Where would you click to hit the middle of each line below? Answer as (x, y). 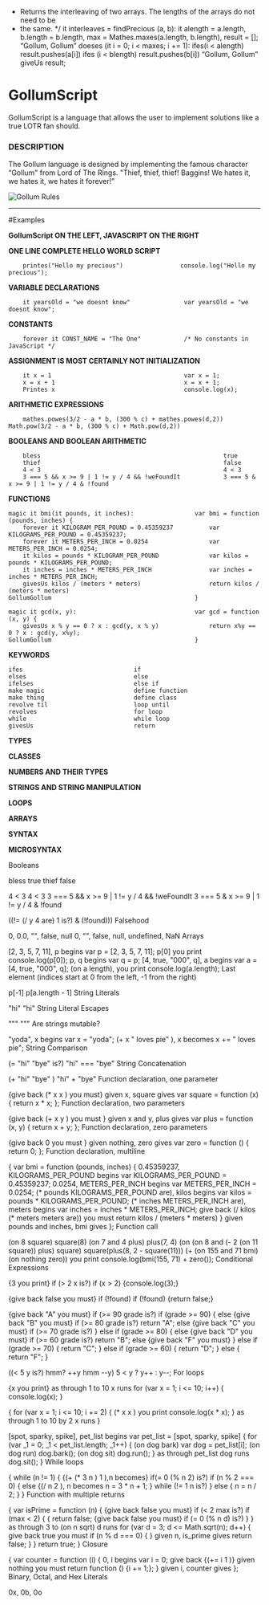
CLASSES (25, 756)
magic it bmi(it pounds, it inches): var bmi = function (134, 514)
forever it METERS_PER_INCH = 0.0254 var (121, 542)
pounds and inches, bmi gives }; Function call (83, 1227)
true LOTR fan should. (44, 126)
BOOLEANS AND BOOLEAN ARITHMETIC (77, 442)
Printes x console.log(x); (130, 390)
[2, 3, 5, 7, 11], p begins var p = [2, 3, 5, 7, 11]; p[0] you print (105, 951)
